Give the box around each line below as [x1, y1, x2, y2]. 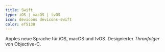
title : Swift [5, 7, 33, 13]
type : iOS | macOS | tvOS [5, 12, 60, 17]
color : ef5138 [5, 21, 36, 27]
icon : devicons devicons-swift [5, 17, 72, 22]
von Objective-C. [5, 41, 41, 47]
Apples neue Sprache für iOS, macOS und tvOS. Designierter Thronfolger [5, 36, 160, 42]
